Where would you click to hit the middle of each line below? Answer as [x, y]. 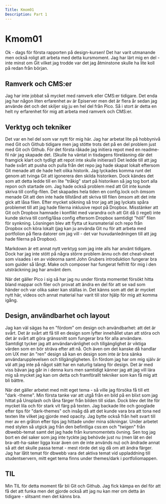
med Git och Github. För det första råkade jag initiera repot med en [73, 150]
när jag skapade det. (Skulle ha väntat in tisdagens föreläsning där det [81, 155]
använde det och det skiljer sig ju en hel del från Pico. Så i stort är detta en [81, 106]
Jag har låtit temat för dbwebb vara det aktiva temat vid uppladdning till [78, 453]
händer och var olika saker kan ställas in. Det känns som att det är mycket [80, 290]
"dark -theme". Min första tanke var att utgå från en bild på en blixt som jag [82, 395]
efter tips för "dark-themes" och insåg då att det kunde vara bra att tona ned [83, 411]
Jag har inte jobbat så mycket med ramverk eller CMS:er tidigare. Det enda [81, 96]
